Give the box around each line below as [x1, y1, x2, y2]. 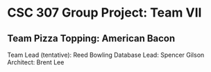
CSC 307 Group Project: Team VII [7, 5, 202, 21]
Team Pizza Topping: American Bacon [7, 33, 176, 44]
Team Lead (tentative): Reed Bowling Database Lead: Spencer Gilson [7, 51, 205, 59]
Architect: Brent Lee [7, 58, 65, 66]
